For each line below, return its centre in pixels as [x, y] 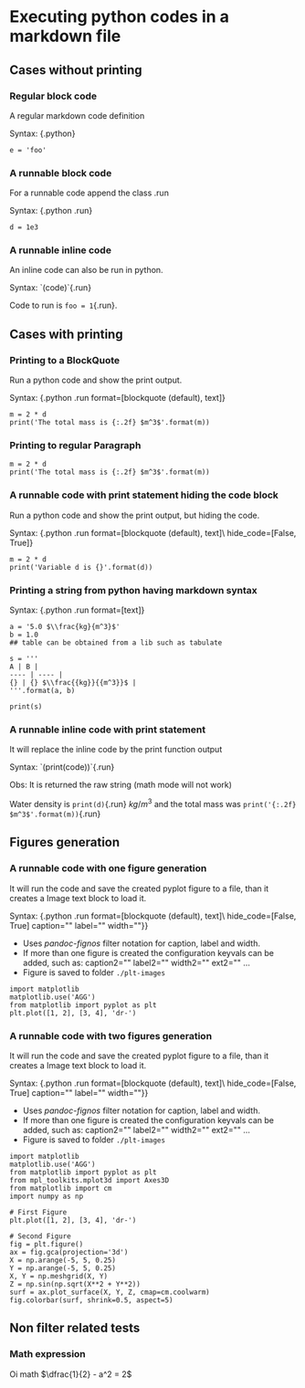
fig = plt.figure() [47, 1244]
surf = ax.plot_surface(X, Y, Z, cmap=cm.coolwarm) [110, 1292]
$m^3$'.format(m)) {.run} [55, 814]
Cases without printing [76, 70]
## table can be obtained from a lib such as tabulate [116, 643]
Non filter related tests [75, 1328]
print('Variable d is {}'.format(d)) [81, 567]
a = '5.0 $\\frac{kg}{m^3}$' [65, 627]
